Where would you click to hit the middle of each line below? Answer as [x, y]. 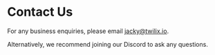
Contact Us [40, 12]
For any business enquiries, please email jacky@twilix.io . [88, 31]
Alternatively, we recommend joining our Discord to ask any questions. [108, 44]
